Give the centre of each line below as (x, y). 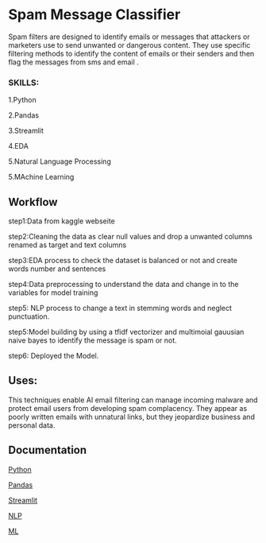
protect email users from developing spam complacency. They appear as (128, 408)
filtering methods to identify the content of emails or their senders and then (131, 53)
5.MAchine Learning (41, 177)
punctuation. (29, 316)
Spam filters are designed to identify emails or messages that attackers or (129, 37)
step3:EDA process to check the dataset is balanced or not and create (123, 261)
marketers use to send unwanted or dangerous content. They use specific (129, 45)
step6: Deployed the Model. (54, 356)
